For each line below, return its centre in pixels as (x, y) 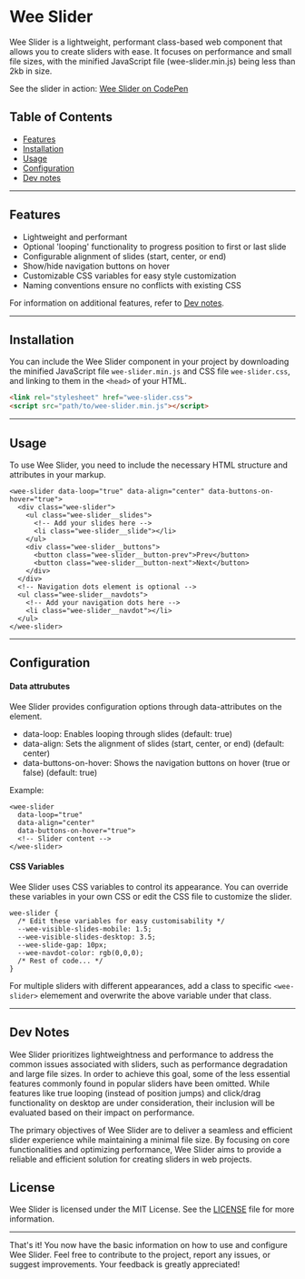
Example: (27, 790)
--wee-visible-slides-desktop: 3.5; (87, 937)
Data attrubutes (40, 686)
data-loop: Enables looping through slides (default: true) (128, 733)
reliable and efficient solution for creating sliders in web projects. (131, 1159)
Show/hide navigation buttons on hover (96, 266)
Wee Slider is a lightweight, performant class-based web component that (146, 42)
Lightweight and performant (75, 237)
